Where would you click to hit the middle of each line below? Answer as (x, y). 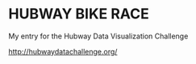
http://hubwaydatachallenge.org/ (63, 51)
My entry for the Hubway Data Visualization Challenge (98, 36)
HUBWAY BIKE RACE (79, 14)
